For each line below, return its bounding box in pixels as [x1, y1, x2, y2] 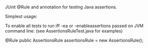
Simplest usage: [5, 14, 38, 19]
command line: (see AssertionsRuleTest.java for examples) [5, 28, 123, 33]
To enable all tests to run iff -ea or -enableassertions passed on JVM [5, 23, 144, 29]
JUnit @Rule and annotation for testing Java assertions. [5, 4, 117, 10]
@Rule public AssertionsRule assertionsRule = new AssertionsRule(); [5, 37, 144, 43]
